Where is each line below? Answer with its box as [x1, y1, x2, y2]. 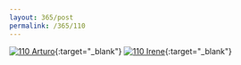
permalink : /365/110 [9, 21, 87, 30]
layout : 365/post [9, 12, 74, 22]
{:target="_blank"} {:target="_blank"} [54, 45, 232, 56]
